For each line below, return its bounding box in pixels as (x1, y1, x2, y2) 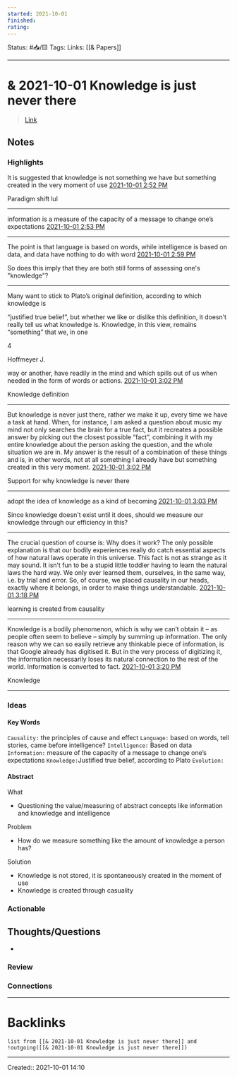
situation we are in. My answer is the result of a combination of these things (7, 448, 228, 456)
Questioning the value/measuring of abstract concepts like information (17, 802, 224, 810)
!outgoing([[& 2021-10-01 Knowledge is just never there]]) (7, 1045, 188, 1052)
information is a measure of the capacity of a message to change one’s (7, 215, 214, 223)
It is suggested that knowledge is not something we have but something (7, 174, 217, 182)
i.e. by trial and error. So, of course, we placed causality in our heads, (7, 576, 209, 584)
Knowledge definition (7, 390, 69, 398)
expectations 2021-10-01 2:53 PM (7, 222, 106, 230)
